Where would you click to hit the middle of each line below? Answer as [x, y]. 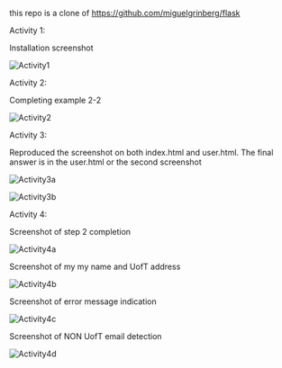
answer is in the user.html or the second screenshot [106, 162]
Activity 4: [28, 214]
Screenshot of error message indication [83, 301]
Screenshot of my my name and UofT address [95, 266]
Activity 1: [27, 30]
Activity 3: [28, 135]
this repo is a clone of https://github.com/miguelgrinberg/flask [125, 13]
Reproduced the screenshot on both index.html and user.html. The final [141, 153]
